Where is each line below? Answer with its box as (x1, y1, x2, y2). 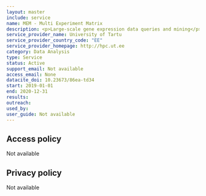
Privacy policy (6, 167, 63, 178)
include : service (6, 15, 51, 21)
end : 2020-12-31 (6, 89, 48, 95)
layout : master (6, 9, 45, 15)
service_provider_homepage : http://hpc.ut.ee (6, 43, 124, 49)
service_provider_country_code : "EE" (6, 37, 103, 43)
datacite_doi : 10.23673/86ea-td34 (6, 77, 95, 83)
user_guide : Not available (6, 111, 75, 117)
